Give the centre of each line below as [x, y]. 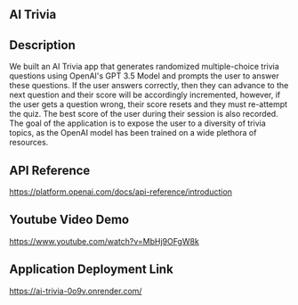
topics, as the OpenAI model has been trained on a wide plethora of [133, 133]
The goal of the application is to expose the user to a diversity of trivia [138, 123]
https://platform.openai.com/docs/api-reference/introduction [121, 192]
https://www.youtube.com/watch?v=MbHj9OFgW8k [105, 241]
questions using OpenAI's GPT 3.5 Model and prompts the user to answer [144, 76]
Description [42, 45]
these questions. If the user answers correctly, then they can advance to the [149, 86]
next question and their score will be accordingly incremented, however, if [145, 95]
